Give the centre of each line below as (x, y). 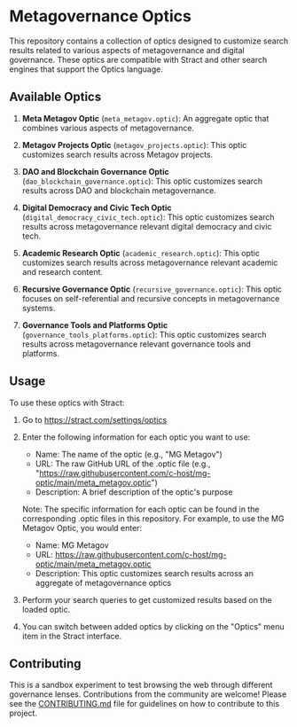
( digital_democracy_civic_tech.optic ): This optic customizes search (148, 217)
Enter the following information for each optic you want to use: (136, 437)
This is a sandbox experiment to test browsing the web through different (141, 685)
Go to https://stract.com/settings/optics (94, 419)
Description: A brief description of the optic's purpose (134, 492)
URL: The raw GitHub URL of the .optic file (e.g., (123, 464)
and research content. (63, 271)
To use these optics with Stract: (67, 403)
